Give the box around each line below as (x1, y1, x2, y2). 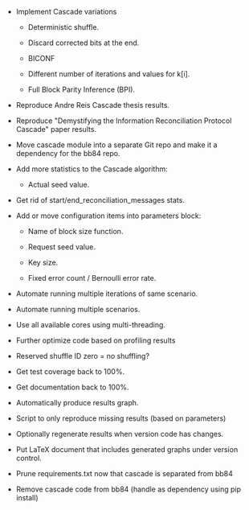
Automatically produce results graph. (15, 398, 139, 407)
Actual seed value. (27, 180, 90, 189)
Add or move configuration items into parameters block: (15, 211, 202, 220)
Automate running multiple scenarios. (15, 305, 141, 314)
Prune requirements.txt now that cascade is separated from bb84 (15, 469, 233, 478)
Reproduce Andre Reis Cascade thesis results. (15, 101, 170, 109)
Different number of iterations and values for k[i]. (27, 69, 190, 79)
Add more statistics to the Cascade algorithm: (15, 164, 168, 174)
